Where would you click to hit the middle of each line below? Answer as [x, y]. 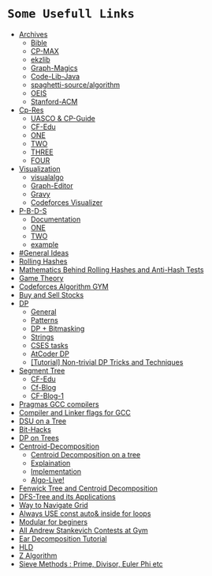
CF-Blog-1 [47, 396]
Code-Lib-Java [55, 76]
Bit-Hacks [35, 429]
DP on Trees [39, 438]
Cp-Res [31, 110]
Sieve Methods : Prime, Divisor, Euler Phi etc [91, 563]
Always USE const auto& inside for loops [85, 513]
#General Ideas [44, 252]
